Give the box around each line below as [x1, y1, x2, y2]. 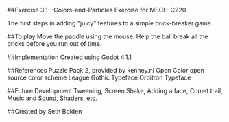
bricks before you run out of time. [7, 40, 102, 47]
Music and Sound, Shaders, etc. [7, 94, 97, 102]
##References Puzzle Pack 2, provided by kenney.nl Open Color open [7, 66, 204, 74]
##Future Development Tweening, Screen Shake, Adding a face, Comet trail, [7, 87, 223, 95]
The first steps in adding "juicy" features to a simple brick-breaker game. [7, 19, 213, 27]
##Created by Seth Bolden [7, 108, 82, 115]
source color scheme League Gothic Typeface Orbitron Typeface [7, 73, 191, 82]
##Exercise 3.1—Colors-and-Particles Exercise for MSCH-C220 [7, 6, 186, 14]
